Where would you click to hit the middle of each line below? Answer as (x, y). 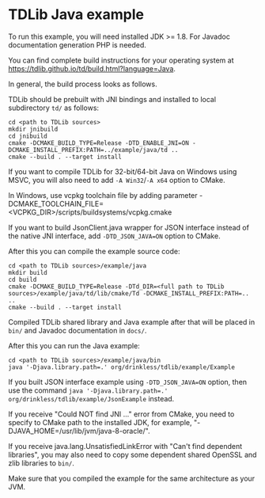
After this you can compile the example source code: (94, 251)
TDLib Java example (76, 15)
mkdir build (28, 272)
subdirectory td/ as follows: (54, 108)
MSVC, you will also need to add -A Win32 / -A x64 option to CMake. (117, 180)
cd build (23, 279)
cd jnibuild (28, 136)
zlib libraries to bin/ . (42, 463)
